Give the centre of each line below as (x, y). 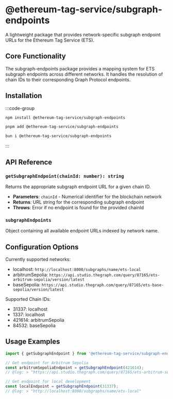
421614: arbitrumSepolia (38, 320)
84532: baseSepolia (34, 325)
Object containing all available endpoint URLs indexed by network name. (82, 231)
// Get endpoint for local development (48, 382)
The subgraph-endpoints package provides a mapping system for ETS (80, 68)
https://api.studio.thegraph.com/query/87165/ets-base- (103, 285)
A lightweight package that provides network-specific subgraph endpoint (83, 34)
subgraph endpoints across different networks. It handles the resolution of (84, 74)
